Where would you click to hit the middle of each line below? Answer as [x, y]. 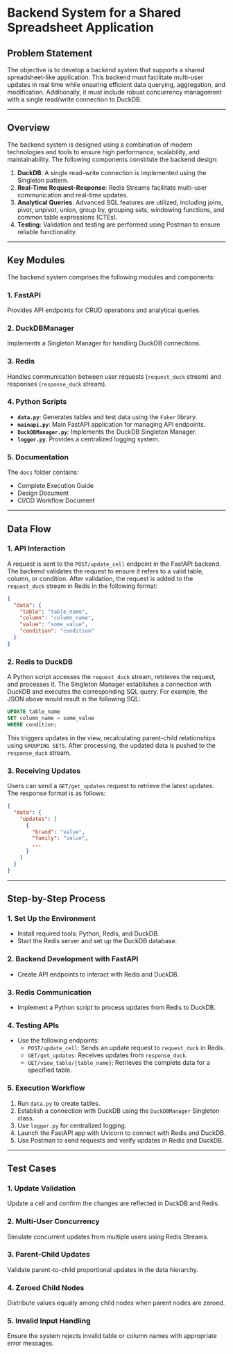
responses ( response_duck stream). [57, 384]
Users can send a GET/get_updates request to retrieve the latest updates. [111, 786]
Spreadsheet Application [80, 27]
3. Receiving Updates [44, 771]
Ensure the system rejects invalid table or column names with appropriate [112, 1336]
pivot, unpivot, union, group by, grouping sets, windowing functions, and [121, 209]
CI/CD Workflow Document [56, 500]
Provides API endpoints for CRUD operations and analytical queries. [104, 310]
